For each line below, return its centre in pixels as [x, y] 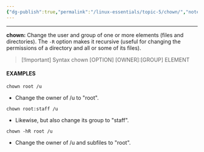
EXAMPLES [21, 74]
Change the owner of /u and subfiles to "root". [73, 142]
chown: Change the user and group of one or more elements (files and [95, 35]
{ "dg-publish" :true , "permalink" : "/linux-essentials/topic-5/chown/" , [96, 12]
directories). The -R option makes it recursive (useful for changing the [93, 41]
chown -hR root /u [29, 131]
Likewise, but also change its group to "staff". [72, 120]
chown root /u [24, 86]
